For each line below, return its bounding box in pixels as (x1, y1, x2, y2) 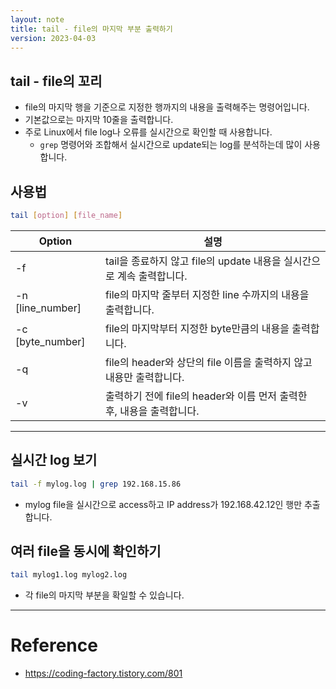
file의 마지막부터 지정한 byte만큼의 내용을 (104, 321, 290, 335)
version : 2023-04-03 (10, 33, 97, 43)
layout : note (10, 14, 65, 25)
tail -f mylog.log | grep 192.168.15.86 (10, 479, 182, 489)
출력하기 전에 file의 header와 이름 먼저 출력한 (104, 389, 308, 403)
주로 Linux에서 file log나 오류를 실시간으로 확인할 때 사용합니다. (24, 126, 273, 138)
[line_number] (15, 301, 82, 315)
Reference (10, 634, 98, 657)
